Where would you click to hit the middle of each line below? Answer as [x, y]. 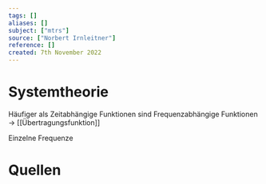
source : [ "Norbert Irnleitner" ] [62, 38]
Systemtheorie [59, 92]
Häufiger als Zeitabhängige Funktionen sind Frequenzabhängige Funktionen [133, 114]
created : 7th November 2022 [55, 53]
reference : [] [32, 45]
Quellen [35, 170]
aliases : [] [28, 23]
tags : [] [23, 16]
